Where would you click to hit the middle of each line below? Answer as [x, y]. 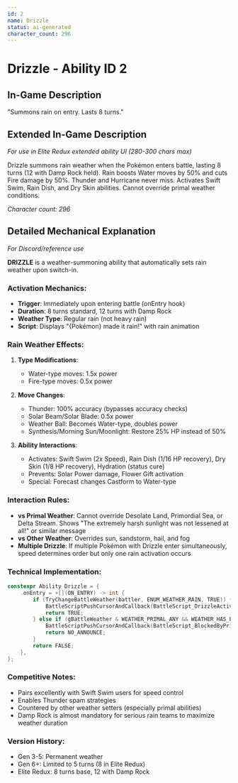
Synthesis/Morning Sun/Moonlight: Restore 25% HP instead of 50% [127, 432]
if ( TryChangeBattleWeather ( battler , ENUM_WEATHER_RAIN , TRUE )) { [133, 599]
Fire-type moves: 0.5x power [70, 381]
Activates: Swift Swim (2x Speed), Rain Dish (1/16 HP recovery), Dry [127, 459]
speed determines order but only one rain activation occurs [104, 553]
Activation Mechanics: [47, 288]
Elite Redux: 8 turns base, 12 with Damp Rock [84, 772]
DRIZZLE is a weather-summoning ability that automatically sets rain [107, 262]
